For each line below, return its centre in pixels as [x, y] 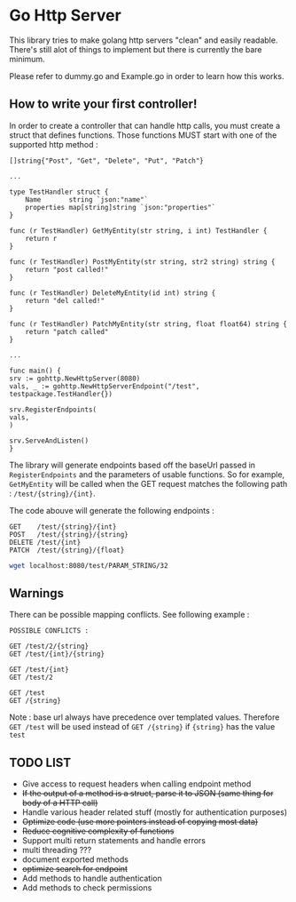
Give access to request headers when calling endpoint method [136, 784]
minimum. [27, 59]
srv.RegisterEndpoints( [53, 410]
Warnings [37, 593]
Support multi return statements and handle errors [114, 841]
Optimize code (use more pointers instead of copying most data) [140, 822]
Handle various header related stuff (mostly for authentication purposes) [155, 812]
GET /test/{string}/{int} [63, 527]
